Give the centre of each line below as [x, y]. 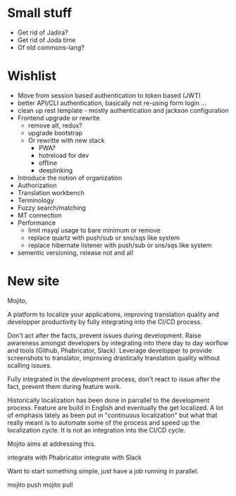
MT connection [39, 215]
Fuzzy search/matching [52, 207]
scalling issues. [30, 365]
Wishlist [32, 76]
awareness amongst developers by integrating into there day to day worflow [118, 342]
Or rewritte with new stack [66, 140]
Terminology [36, 200]
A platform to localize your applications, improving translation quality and [113, 314]
